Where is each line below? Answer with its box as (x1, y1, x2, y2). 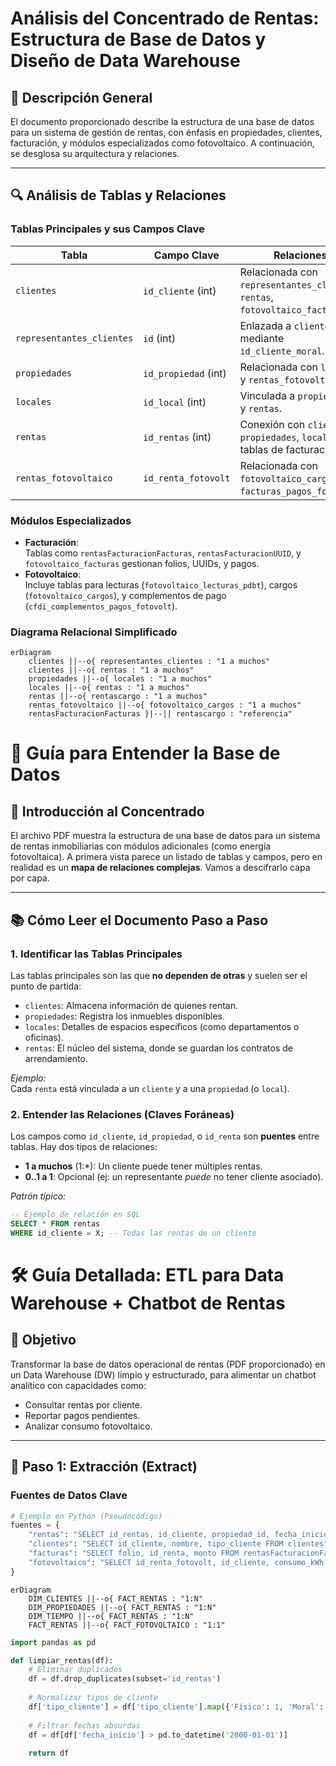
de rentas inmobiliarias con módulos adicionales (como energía (10, 840, 272, 852)
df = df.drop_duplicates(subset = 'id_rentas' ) (28, 1674, 222, 1684)
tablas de (239, 442, 284, 456)
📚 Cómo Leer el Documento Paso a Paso (10, 912, 269, 929)
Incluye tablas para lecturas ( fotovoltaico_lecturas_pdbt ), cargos (24, 578, 298, 591)
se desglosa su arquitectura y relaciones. (10, 148, 180, 159)
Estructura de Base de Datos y (10, 28, 267, 51)
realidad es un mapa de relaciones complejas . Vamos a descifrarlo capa (10, 862, 311, 874)
